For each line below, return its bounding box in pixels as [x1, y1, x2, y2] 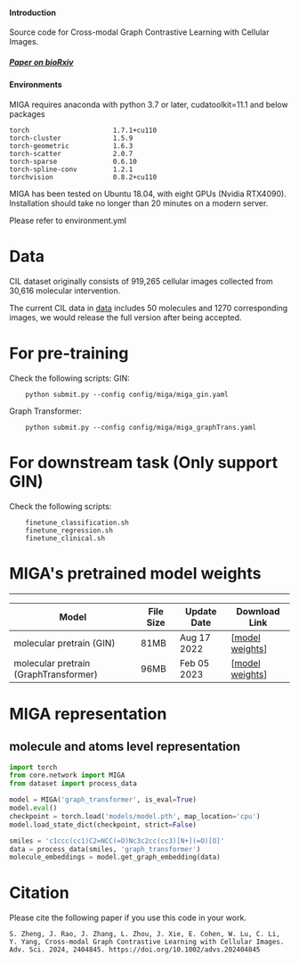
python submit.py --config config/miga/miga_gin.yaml [25, 390, 229, 399]
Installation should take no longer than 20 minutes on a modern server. [9, 197, 269, 209]
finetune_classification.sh [25, 518, 129, 527]
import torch [9, 762, 58, 771]
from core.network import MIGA [9, 771, 125, 780]
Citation [9, 883, 69, 903]
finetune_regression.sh [25, 526, 114, 535]
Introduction [9, 7, 56, 18]
